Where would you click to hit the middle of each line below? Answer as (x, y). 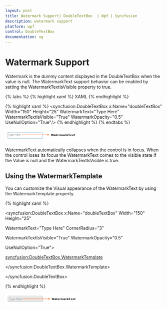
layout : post (19, 11)
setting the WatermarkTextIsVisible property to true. (58, 87)
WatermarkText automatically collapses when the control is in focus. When (82, 150)
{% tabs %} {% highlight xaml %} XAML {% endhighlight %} (67, 96)
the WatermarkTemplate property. (40, 193)
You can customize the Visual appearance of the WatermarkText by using (81, 188)
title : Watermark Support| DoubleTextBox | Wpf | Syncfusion (71, 16)
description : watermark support (39, 21)
